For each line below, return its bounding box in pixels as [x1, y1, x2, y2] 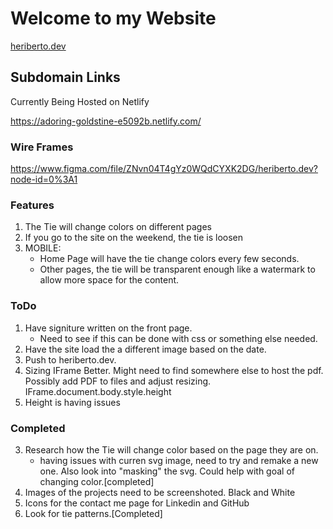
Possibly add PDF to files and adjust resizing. [24, 375, 212, 387]
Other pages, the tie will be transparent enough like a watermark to [39, 263, 316, 276]
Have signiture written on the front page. [24, 322, 193, 334]
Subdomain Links [10, 69, 121, 86]
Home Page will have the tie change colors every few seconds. [39, 253, 300, 265]
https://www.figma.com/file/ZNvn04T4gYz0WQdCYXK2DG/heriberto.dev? [10, 163, 319, 175]
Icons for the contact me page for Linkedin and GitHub [24, 497, 250, 509]
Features [10, 198, 55, 212]
